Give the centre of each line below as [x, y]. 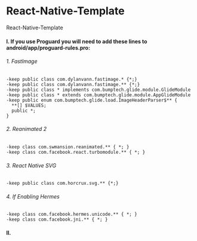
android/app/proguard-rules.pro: [48, 48]
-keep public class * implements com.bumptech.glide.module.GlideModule [98, 90]
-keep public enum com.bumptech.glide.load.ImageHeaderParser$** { [92, 100]
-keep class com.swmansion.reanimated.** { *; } [68, 147]
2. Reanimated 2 [27, 129]
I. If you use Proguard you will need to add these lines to [77, 41]
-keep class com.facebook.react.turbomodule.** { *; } [76, 152]
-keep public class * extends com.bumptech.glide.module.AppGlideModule [98, 95]
